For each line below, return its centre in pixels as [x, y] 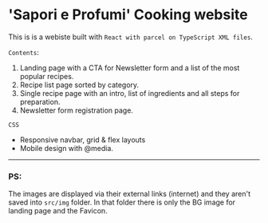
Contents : [24, 52]
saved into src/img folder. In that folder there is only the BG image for [122, 202]
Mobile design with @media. [67, 148]
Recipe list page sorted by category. [79, 85]
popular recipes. [47, 76]
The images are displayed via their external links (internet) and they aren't [130, 194]
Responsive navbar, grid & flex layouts [83, 139]
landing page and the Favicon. [58, 211]
